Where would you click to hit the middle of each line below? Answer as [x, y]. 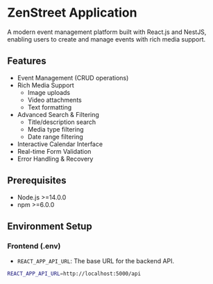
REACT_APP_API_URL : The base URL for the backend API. [96, 261]
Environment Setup [50, 226]
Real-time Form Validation [54, 151]
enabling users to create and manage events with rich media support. [106, 39]
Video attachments [54, 100]
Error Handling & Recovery [55, 159]
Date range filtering [55, 136]
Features [27, 61]
